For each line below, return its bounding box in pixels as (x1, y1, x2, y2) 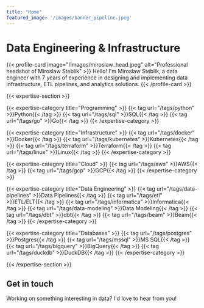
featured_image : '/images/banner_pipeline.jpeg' (6, 15, 132, 21)
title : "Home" (6, 9, 43, 15)
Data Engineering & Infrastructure (6, 41, 181, 55)
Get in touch (6, 279, 54, 289)
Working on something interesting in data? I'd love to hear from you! (6, 295, 177, 302)
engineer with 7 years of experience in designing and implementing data (6, 74, 188, 81)
